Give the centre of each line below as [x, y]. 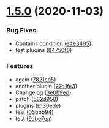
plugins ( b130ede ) [38, 105]
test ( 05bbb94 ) [34, 112]
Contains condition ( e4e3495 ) [53, 43]
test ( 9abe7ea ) [34, 118]
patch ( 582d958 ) [36, 99]
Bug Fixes [21, 31]
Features [20, 66]
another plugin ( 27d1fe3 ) [46, 86]
